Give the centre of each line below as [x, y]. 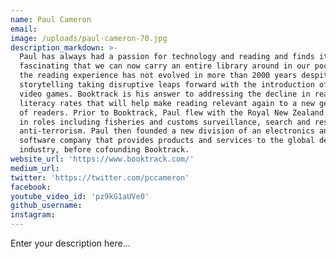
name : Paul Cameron [51, 19]
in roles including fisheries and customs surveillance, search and [165, 122]
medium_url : [35, 168]
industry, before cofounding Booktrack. [104, 150]
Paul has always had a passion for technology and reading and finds [167, 57]
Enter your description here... [70, 243]
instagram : [33, 215]
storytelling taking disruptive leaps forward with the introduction [167, 85]
